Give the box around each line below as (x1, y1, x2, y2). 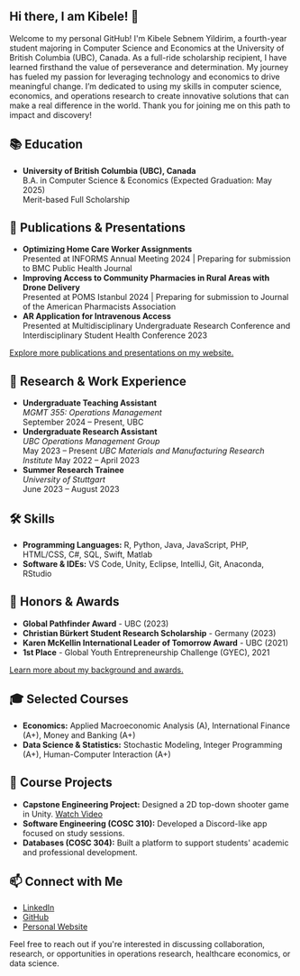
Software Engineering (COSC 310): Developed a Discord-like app (22, 817, 268, 829)
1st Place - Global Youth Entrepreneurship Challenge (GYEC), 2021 (22, 646, 270, 658)
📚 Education (9, 137, 84, 152)
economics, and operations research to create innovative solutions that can (9, 90, 289, 101)
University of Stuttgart (22, 474, 105, 485)
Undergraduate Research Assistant (22, 426, 158, 437)
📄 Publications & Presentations (9, 220, 186, 235)
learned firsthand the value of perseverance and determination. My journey (9, 61, 289, 72)
